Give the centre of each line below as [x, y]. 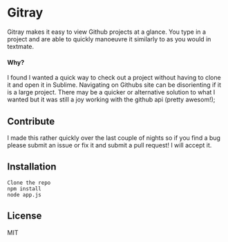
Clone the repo [29, 183]
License [25, 216]
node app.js [24, 194]
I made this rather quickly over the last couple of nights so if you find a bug [114, 138]
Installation [32, 167]
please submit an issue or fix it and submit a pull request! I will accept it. [110, 145]
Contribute [31, 121]
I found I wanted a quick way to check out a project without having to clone [114, 78]
